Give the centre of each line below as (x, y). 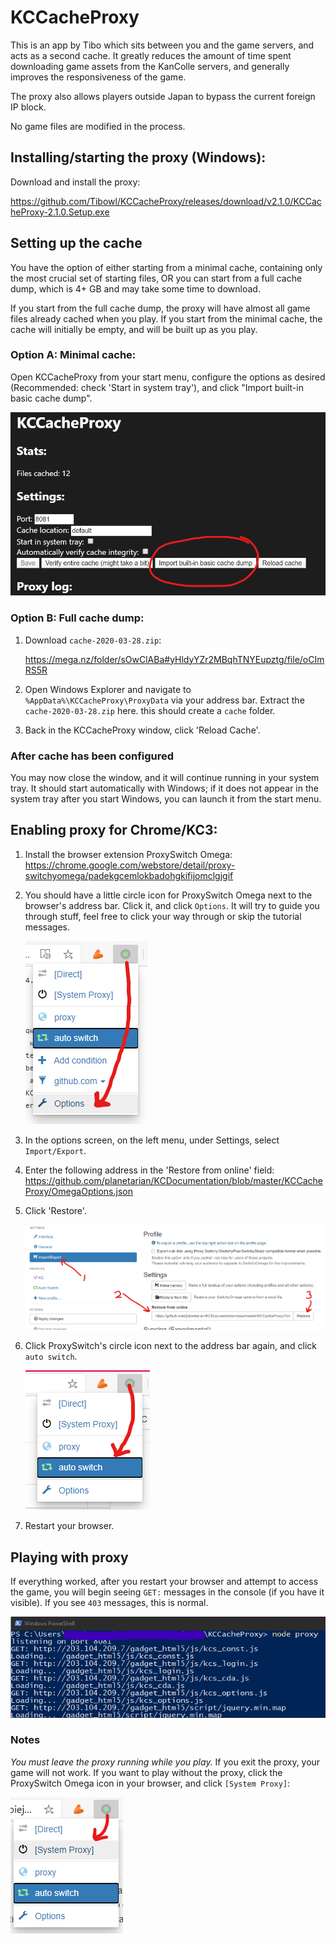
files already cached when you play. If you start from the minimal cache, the (166, 318)
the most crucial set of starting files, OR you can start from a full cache (156, 278)
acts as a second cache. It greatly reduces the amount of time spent (151, 55)
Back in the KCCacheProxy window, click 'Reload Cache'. (142, 730)
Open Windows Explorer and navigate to (108, 689)
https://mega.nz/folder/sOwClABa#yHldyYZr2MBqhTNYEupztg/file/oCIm (174, 659)
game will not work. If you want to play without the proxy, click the (146, 1772)
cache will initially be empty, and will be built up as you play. (134, 329)
